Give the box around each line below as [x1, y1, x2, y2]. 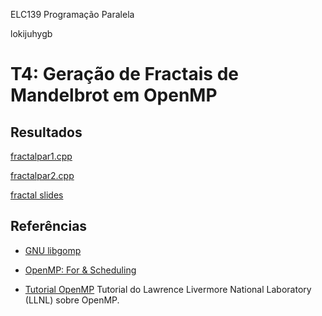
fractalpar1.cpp [10, 150, 73, 162]
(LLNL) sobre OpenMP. [24, 294, 120, 306]
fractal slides [10, 189, 64, 201]
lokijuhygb [10, 28, 53, 39]
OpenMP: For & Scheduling [24, 264, 137, 276]
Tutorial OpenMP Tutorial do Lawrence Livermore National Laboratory [24, 283, 312, 295]
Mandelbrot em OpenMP [10, 84, 218, 107]
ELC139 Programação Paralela [10, 9, 135, 20]
